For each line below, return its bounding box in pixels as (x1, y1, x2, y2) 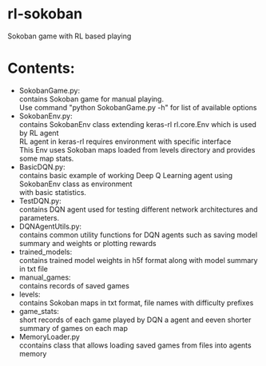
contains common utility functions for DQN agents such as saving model (18, 229, 258, 240)
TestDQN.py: (18, 196, 62, 205)
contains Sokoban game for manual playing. (18, 93, 165, 104)
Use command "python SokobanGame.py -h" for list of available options (18, 102, 257, 112)
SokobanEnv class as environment (18, 179, 133, 189)
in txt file (18, 264, 49, 273)
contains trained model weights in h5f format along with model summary (18, 255, 258, 265)
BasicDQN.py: (18, 161, 66, 172)
